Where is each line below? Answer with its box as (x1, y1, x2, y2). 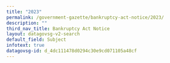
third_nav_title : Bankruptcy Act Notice (6, 25, 110, 32)
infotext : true (6, 43, 45, 49)
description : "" (6, 20, 47, 26)
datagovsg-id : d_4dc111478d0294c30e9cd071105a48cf (6, 48, 137, 54)
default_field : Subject (6, 37, 67, 43)
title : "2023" (6, 8, 42, 15)
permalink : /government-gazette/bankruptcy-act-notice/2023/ (6, 14, 165, 20)
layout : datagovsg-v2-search (6, 31, 80, 37)
